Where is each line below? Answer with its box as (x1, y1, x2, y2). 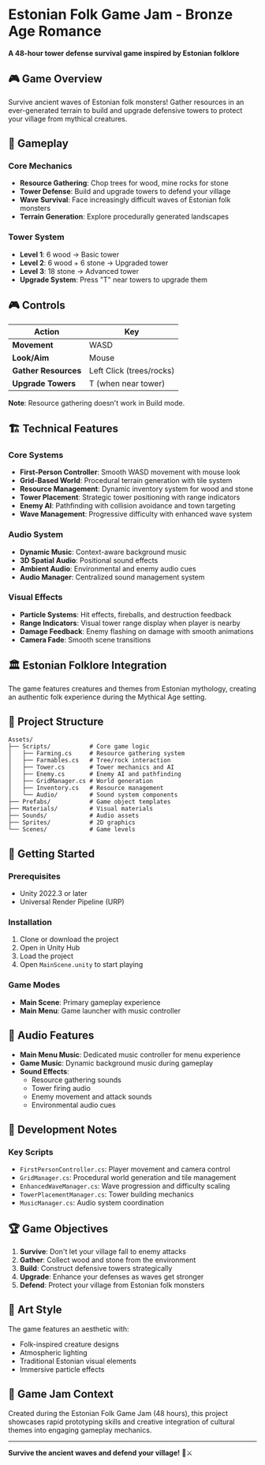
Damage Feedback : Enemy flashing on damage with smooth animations (19, 626, 254, 636)
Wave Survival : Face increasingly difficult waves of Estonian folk (19, 195, 231, 204)
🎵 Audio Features (8, 1028, 95, 1043)
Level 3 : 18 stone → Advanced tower (19, 266, 140, 275)
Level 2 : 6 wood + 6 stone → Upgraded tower (19, 258, 169, 268)
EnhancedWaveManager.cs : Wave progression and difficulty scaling (19, 1182, 230, 1191)
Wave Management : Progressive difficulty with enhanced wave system (19, 509, 252, 519)
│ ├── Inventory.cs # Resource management (8, 784, 164, 792)
